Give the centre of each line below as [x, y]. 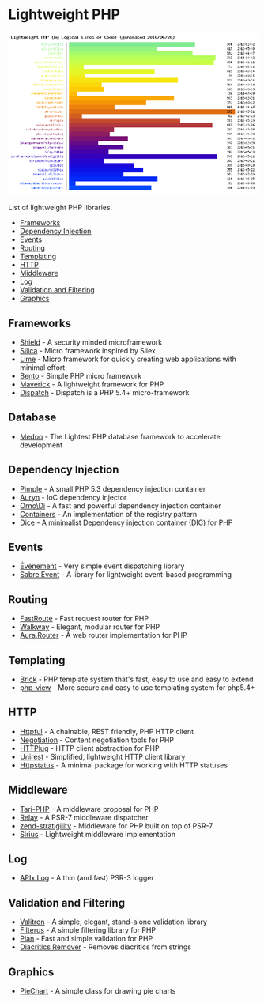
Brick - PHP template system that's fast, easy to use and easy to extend [137, 679]
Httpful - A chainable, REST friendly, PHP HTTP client [107, 731]
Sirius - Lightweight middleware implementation [98, 834]
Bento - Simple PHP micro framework [81, 375]
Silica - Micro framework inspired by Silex [87, 350]
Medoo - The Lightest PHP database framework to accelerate [120, 436]
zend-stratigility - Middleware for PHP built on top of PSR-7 [116, 826]
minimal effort [42, 367]
